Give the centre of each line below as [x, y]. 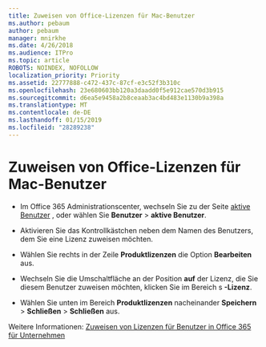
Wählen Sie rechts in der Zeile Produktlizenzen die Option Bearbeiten [136, 254]
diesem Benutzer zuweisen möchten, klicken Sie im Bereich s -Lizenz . [136, 287]
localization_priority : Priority [64, 75]
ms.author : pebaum [39, 23]
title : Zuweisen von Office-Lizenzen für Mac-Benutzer [102, 16]
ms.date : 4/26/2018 [41, 46]
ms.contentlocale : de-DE [50, 113]
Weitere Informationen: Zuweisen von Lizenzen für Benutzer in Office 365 [130, 326]
